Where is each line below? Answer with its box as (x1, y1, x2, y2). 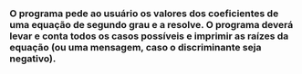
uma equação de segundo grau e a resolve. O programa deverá (9, 18, 294, 31)
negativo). (9, 52, 57, 65)
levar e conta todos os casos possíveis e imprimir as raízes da (9, 30, 289, 42)
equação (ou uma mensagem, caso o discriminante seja (9, 41, 262, 53)
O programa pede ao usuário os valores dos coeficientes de (9, 7, 279, 20)
